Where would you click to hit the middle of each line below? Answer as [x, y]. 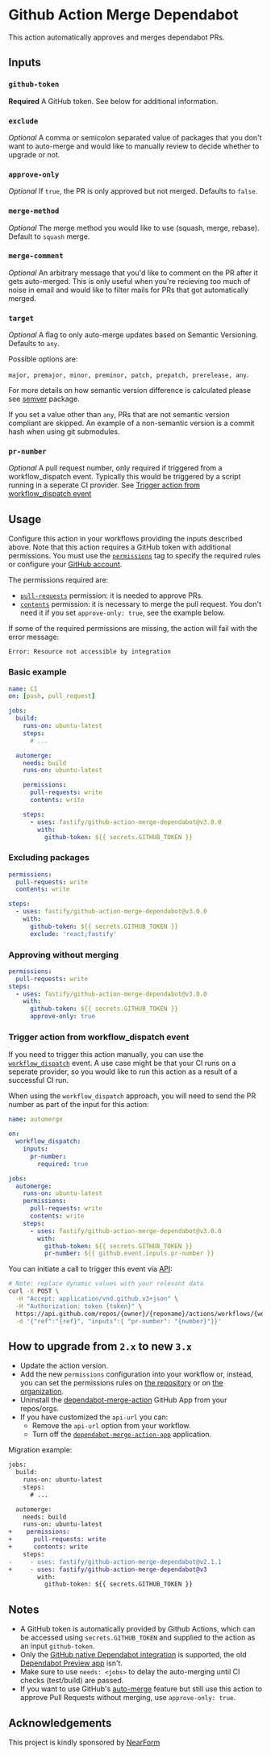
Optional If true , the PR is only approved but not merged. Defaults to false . [133, 191]
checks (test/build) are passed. [72, 1681]
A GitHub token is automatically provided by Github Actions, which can [138, 1629]
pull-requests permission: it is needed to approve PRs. [111, 595]
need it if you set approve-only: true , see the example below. [123, 613]
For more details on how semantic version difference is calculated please [130, 391]
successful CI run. [39, 1080]
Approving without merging [64, 955]
